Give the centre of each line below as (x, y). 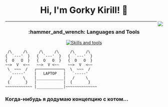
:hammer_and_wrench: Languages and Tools (84, 32)
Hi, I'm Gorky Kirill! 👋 (84, 10)
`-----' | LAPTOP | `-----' (49, 74)
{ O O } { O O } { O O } (49, 61)
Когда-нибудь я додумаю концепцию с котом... (67, 99)
